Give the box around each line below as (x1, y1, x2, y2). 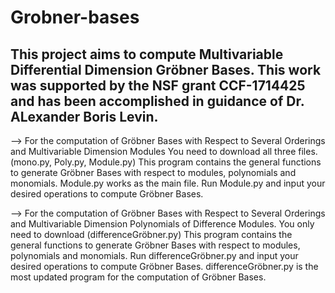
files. (298, 146, 318, 157)
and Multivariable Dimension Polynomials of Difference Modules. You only (10, 218, 315, 230)
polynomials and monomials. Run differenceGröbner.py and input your (10, 250, 299, 261)
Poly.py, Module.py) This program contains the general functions (53, 156, 322, 168)
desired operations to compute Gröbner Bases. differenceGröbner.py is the (10, 261, 319, 272)
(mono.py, (10, 156, 53, 168)
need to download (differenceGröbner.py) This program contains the (10, 229, 293, 240)
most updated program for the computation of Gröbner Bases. (10, 271, 267, 283)
